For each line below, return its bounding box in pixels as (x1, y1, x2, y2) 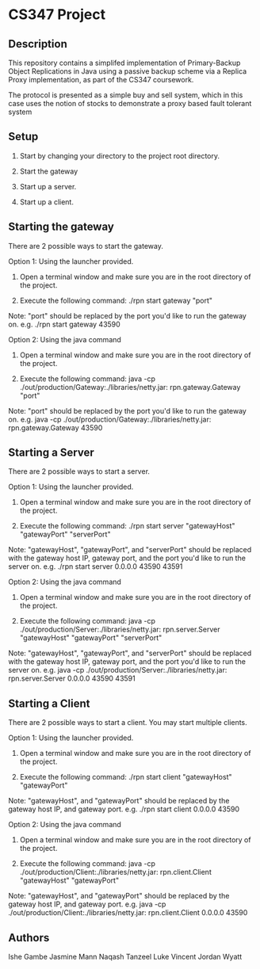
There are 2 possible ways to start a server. (8, 467, 151, 476)
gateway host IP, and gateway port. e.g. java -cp (8, 899, 166, 909)
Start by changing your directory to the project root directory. (19, 151, 220, 160)
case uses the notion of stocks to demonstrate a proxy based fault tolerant (8, 99, 252, 108)
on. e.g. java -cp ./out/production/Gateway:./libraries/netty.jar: (8, 414, 212, 424)
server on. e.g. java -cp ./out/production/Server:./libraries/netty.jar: (8, 666, 227, 675)
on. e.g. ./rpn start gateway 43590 (8, 319, 120, 329)
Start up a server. (19, 181, 77, 191)
